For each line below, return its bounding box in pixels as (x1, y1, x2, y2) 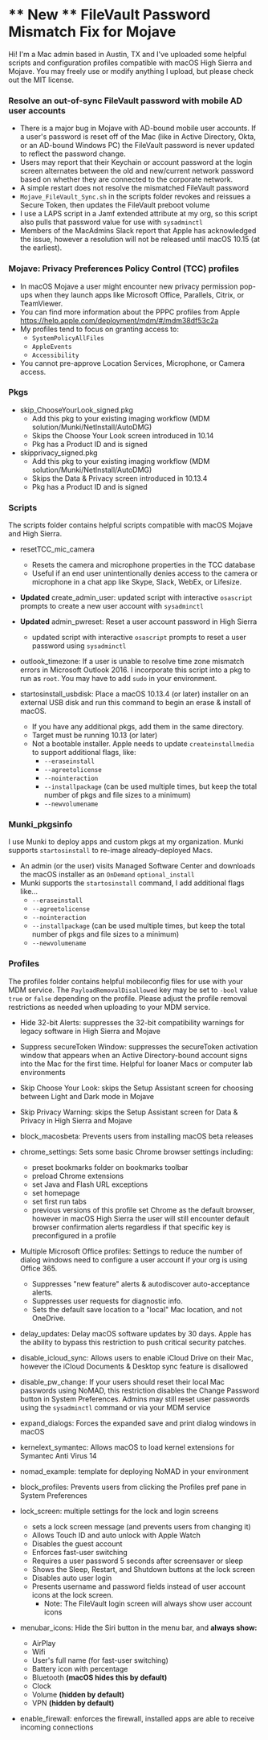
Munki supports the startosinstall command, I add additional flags (19, 878, 245, 888)
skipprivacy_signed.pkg (19, 448, 98, 458)
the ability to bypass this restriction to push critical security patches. (19, 1337, 246, 1347)
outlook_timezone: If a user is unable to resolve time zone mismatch (19, 657, 245, 667)
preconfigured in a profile (31, 1230, 116, 1240)
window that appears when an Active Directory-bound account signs (19, 1050, 248, 1060)
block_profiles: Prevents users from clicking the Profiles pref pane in (19, 1482, 247, 1492)
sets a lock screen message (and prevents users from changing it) (31, 1521, 251, 1531)
